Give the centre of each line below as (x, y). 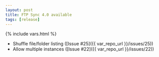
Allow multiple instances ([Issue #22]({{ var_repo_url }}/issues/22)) (83, 49)
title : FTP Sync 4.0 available (39, 15)
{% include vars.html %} (31, 34)
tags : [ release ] (22, 19)
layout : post (19, 10)
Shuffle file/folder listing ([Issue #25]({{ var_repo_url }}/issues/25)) (83, 44)
